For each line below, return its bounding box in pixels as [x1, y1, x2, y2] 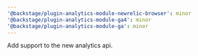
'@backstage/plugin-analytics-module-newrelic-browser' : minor [7, 10, 192, 17]
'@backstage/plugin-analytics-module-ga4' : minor [7, 16, 152, 23]
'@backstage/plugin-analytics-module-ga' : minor [7, 23, 149, 29]
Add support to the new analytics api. [7, 42, 113, 50]
